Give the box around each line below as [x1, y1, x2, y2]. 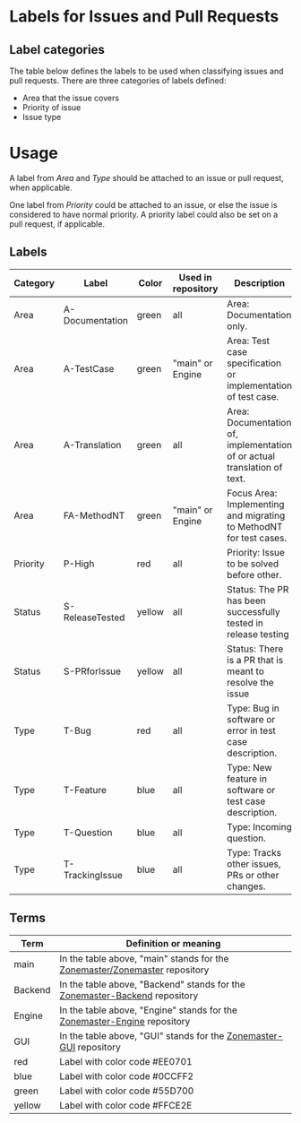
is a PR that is [227, 653, 284, 666]
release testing [227, 627, 289, 640]
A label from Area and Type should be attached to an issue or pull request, [9, 172, 284, 183]
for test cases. [227, 531, 288, 544]
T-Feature [63, 783, 107, 796]
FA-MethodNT [63, 509, 125, 522]
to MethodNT [227, 520, 283, 532]
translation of [227, 461, 283, 473]
